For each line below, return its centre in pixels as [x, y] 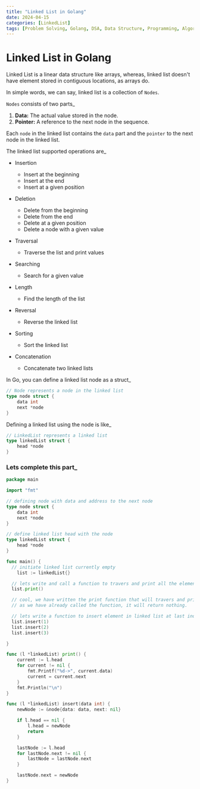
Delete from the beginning [56, 210]
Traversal [26, 241]
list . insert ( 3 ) [30, 633]
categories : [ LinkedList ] [38, 23]
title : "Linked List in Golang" [46, 12]
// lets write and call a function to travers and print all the [94, 584]
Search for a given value [54, 276]
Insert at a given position [54, 187]
